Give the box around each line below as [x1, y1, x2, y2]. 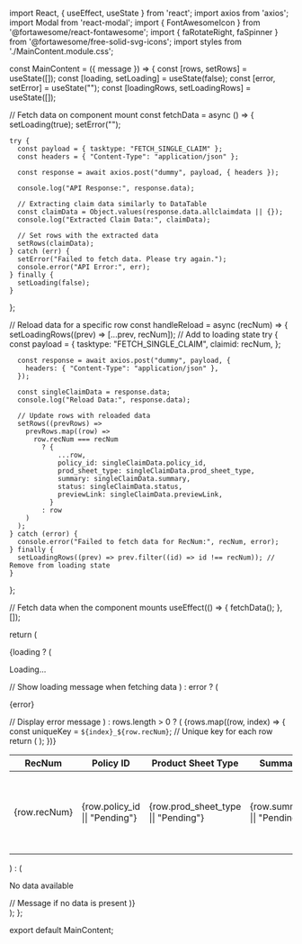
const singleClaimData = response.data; [17, 387, 171, 396]
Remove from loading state [9, 561, 111, 570]
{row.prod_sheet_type [148, 801, 242, 812]
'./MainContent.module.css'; [9, 46, 114, 57]
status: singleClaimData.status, [57, 482, 182, 491]
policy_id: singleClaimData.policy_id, [57, 458, 207, 467]
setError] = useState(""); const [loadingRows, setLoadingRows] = [9, 83, 252, 93]
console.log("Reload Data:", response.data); [17, 395, 191, 404]
